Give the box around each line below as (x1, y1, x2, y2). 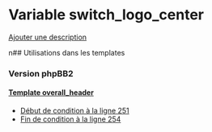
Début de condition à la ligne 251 (19, 106, 129, 116)
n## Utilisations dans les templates (8, 47, 125, 57)
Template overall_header (8, 88, 95, 97)
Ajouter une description (8, 32, 87, 42)
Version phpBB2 (8, 68, 74, 79)
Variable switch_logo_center (8, 6, 205, 24)
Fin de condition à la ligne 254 (19, 114, 121, 124)
